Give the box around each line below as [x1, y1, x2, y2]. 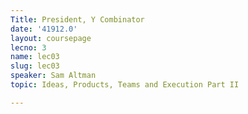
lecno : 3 [10, 42, 47, 53]
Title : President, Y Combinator [10, 14, 145, 25]
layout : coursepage [10, 33, 92, 43]
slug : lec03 [10, 61, 60, 71]
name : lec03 [10, 52, 60, 62]
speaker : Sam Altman [10, 71, 97, 81]
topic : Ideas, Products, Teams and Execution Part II [10, 80, 240, 90]
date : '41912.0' [10, 24, 78, 34]
